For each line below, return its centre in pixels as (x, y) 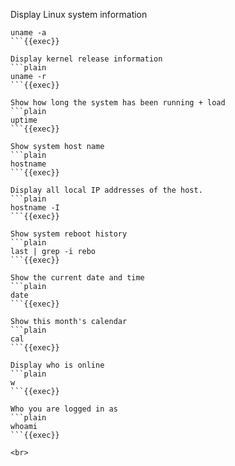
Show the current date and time (77, 278)
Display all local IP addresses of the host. (106, 190)
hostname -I (35, 208)
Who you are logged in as (64, 409)
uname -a (28, 33)
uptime (24, 120)
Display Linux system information (79, 14)
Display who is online (57, 365)
